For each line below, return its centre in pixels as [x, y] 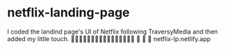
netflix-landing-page [68, 13]
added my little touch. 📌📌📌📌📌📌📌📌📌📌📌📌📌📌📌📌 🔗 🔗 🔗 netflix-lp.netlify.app [109, 38]
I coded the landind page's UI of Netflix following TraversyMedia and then [113, 32]
